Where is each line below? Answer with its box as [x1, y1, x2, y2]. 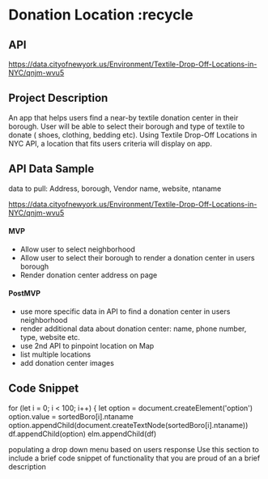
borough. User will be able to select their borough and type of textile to [8, 121, 245, 131]
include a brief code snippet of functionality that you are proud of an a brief [8, 453, 261, 463]
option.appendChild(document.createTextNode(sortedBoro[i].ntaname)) [8, 420, 249, 430]
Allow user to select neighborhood [19, 244, 135, 254]
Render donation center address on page [19, 269, 158, 280]
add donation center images [19, 358, 115, 368]
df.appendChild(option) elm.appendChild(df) [8, 429, 156, 439]
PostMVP [8, 289, 41, 299]
